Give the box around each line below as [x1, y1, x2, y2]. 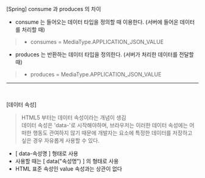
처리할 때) [21, 26, 46, 33]
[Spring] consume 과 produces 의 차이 [6, 6, 101, 12]
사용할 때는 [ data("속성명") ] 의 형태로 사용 [15, 158, 119, 165]
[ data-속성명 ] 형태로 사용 [15, 150, 79, 157]
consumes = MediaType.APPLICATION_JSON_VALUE [30, 39, 164, 45]
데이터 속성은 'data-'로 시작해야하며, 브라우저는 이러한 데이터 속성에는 [21, 122, 188, 128]
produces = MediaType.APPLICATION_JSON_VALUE [30, 71, 162, 78]
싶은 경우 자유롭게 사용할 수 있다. [21, 137, 99, 144]
